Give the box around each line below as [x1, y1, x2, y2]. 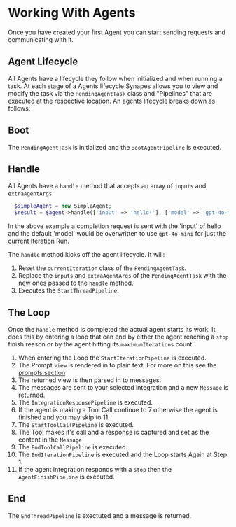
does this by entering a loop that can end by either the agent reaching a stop [8, 332, 229, 341]
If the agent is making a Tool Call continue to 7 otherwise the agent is [18, 405, 218, 414]
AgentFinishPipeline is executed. [18, 472, 115, 481]
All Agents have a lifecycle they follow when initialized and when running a [8, 74, 223, 83]
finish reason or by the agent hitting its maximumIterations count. [8, 339, 195, 348]
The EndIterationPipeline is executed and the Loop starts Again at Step [18, 450, 228, 458]
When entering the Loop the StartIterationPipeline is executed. [18, 353, 207, 362]
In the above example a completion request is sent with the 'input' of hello [8, 222, 221, 230]
